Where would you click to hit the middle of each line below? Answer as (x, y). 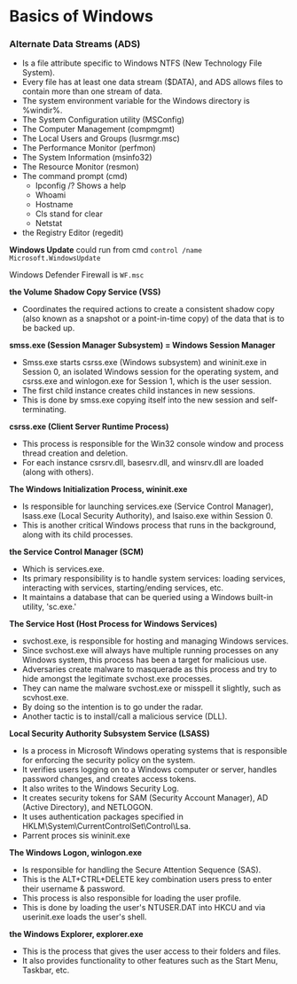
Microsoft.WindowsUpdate (55, 259)
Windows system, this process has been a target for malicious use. (145, 660)
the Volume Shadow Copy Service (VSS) (85, 292)
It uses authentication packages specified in (103, 816)
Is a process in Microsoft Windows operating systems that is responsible (155, 751)
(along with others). (58, 472)
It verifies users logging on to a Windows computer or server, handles (149, 769)
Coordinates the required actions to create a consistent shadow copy (148, 309)
